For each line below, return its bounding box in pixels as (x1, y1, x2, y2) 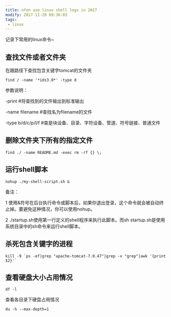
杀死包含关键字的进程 (5, 240, 73, 248)
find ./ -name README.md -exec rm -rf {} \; (5, 150, 102, 155)
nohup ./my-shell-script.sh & (5, 179, 70, 184)
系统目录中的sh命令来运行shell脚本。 (5, 223, 83, 229)
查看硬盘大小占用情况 (5, 273, 73, 282)
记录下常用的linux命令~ (5, 36, 55, 42)
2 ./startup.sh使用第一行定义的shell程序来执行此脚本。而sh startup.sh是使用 (5, 217, 165, 223)
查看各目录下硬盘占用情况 (5, 297, 59, 303)
